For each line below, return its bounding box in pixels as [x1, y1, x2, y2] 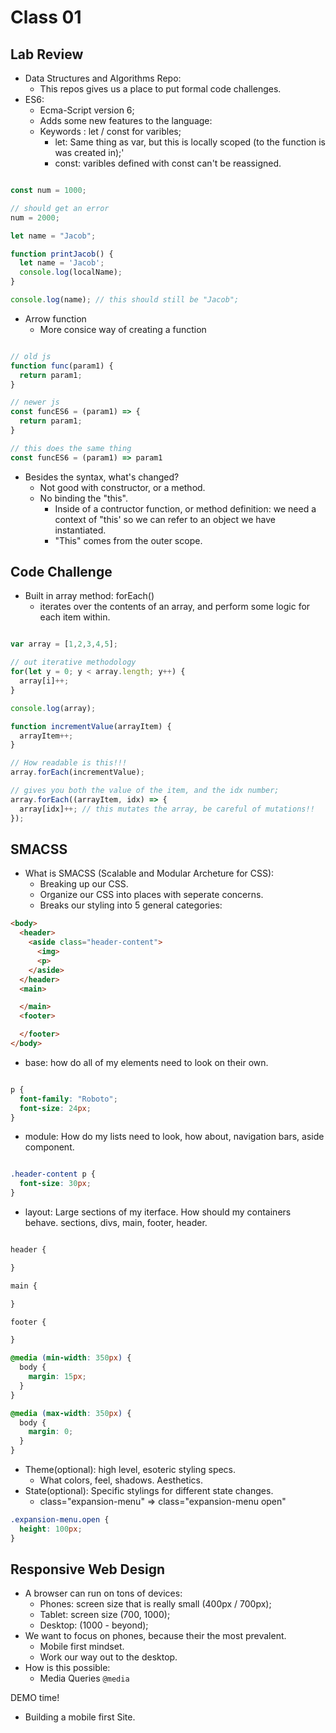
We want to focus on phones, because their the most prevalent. [24, 1630, 287, 1642]
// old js [10, 351, 52, 361]
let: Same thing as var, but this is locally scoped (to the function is [54, 136, 327, 148]
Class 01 [10, 6, 82, 29]
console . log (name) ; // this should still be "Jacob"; [10, 295, 240, 305]
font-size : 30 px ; [19, 1179, 92, 1189]
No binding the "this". [39, 492, 128, 504]
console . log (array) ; [10, 703, 97, 713]
